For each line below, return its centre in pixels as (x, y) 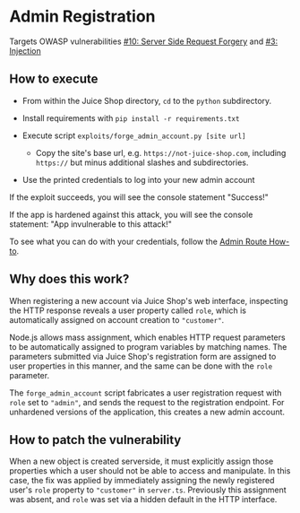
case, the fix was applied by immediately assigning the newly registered (142, 481)
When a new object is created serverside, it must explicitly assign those (141, 461)
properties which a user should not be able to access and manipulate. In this (150, 471)
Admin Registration (82, 17)
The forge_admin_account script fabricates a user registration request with (146, 393)
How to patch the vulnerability (95, 440)
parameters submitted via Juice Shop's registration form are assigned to (143, 356)
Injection (26, 50)
